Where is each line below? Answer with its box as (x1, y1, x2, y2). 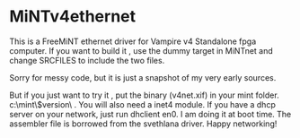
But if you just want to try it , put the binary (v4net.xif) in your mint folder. (9, 90, 280, 100)
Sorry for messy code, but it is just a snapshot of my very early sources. (9, 72, 277, 82)
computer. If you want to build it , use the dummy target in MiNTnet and (9, 45, 274, 56)
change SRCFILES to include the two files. (9, 55, 165, 65)
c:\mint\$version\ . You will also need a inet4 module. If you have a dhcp (9, 99, 276, 109)
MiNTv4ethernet (9, 6, 137, 27)
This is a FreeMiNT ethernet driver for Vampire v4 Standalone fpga (9, 36, 257, 47)
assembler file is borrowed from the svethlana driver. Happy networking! (9, 118, 278, 129)
